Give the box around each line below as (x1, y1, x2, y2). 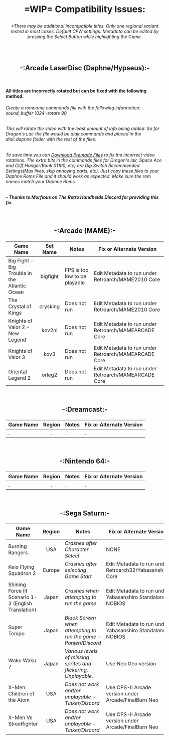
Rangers (8, 549, 28, 556)
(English (13, 600, 32, 607)
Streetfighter (8, 720, 38, 727)
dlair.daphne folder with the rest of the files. (6, 136, 97, 142)
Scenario (8, 594, 30, 601)
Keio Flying (8, 563, 35, 570)
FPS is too (65, 267, 89, 274)
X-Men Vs (8, 714, 33, 721)
